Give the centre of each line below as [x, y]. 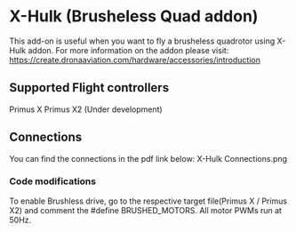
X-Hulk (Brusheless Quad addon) [134, 16]
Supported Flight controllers [89, 88]
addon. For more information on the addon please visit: [128, 50]
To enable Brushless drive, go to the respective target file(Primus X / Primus [148, 201]
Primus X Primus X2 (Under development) [86, 109]
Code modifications [52, 181]
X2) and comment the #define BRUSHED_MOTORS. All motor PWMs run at [146, 210]
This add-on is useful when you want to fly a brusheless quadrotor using [142, 41]
